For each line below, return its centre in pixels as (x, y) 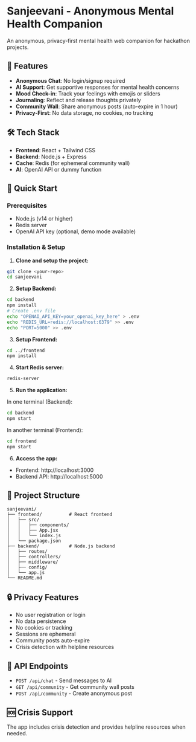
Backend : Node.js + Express (51, 156)
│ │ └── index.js (34, 536)
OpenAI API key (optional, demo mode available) (76, 231)
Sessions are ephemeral (46, 634)
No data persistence (41, 621)
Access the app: (36, 458)
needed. (17, 733)
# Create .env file (31, 311)
